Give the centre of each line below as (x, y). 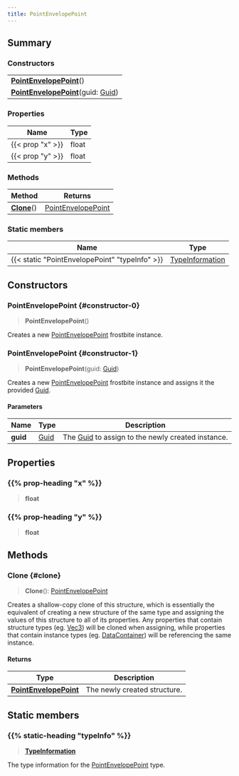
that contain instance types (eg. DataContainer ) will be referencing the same (119, 635)
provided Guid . (29, 390)
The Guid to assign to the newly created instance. (145, 438)
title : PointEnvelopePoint (47, 14)
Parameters (25, 406)
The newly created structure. (134, 690)
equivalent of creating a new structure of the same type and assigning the (116, 613)
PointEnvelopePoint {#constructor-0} (74, 306)
